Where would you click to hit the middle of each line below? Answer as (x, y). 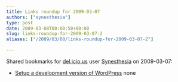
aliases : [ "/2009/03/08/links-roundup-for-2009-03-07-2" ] (80, 39)
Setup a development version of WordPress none (75, 73)
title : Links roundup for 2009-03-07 (53, 12)
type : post (20, 23)
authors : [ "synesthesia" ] (38, 17)
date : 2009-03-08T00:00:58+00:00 (48, 28)
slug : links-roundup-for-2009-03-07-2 (54, 34)
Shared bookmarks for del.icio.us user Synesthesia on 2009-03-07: (90, 61)
